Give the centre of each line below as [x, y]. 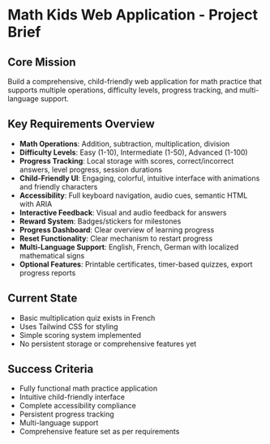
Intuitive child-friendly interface [72, 397]
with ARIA [36, 203]
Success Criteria [51, 369]
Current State [43, 299]
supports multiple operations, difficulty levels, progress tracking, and [123, 90]
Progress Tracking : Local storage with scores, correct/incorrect [126, 160]
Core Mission [42, 62]
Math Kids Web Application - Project [133, 15]
